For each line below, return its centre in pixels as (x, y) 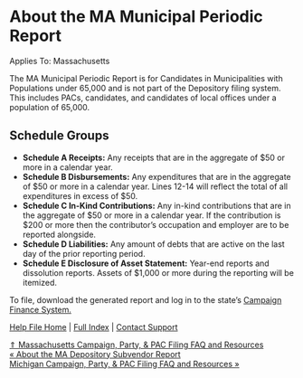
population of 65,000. (50, 107)
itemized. (39, 282)
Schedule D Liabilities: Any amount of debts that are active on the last (153, 244)
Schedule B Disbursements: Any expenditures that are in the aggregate (156, 176)
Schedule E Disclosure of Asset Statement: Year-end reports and (146, 263)
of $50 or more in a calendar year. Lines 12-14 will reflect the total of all (155, 186)
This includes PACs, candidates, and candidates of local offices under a (143, 98)
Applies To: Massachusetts (60, 61)
